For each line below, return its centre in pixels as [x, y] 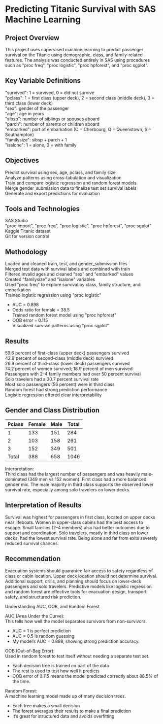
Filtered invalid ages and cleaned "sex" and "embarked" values [69, 274]
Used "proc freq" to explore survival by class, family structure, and [73, 285]
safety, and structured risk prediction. [43, 597]
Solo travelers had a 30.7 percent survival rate [52, 379]
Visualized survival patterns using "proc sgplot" [61, 326]
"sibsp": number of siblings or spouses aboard [52, 119]
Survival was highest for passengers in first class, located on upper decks [80, 517]
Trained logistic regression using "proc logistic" [53, 295]
